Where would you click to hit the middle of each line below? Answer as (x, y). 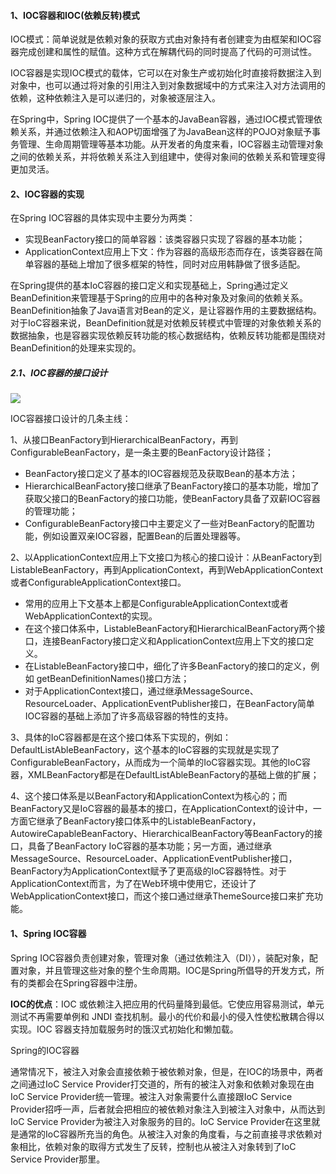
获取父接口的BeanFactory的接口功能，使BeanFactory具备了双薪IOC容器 (172, 499)
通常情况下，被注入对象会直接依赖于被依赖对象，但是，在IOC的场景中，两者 (167, 1071)
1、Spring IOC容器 (48, 933)
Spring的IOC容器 (45, 1050)
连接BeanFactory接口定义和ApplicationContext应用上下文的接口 (174, 641)
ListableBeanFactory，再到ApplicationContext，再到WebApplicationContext (167, 570)
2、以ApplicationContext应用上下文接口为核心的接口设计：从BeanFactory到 (166, 557)
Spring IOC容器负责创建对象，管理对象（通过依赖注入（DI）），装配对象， (160, 957)
